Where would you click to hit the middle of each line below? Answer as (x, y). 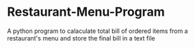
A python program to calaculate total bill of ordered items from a (97, 31)
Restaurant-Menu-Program (86, 12)
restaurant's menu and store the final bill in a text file (81, 38)
